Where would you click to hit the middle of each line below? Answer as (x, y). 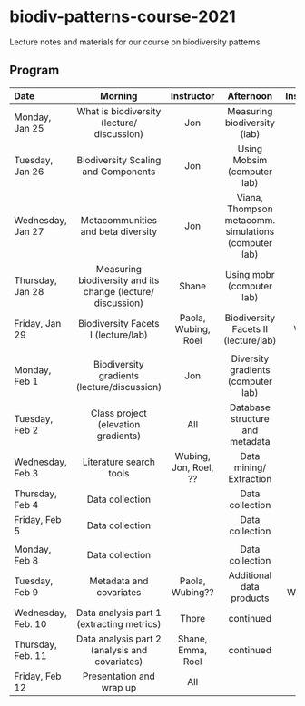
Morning (118, 95)
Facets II (250, 328)
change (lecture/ (118, 291)
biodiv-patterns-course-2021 (123, 17)
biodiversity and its (119, 280)
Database (250, 407)
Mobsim (250, 160)
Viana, (250, 197)
